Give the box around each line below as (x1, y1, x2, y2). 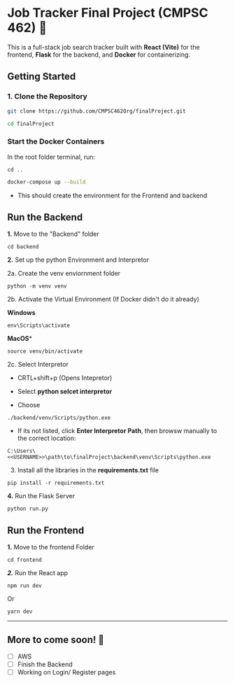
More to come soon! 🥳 (7, 633, 105, 645)
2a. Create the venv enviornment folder (7, 269, 121, 278)
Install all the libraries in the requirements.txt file (17, 466, 159, 474)
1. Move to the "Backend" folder (7, 230, 99, 239)
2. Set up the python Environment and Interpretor (7, 255, 149, 264)
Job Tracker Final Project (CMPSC (7, 5, 208, 21)
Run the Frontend (7, 524, 85, 536)
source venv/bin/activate (7, 348, 83, 355)
